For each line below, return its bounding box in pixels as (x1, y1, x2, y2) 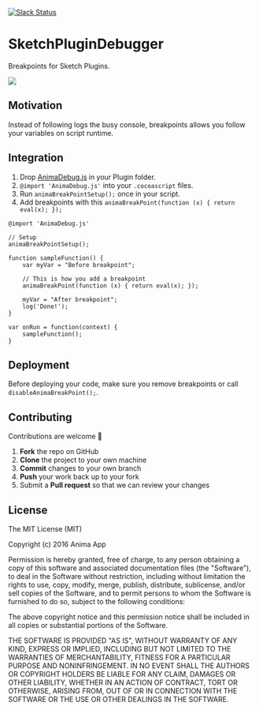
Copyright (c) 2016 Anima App (8, 539, 106, 549)
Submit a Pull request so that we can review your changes (19, 480, 210, 490)
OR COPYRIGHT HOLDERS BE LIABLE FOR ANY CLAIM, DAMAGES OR (8, 670, 236, 678)
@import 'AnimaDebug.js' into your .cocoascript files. (19, 180, 194, 190)
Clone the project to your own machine (19, 455, 147, 465)
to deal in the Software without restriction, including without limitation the (8, 572, 246, 580)
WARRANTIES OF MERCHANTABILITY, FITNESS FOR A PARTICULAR (8, 652, 231, 662)
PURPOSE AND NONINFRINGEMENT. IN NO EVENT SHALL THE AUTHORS (8, 661, 250, 671)
